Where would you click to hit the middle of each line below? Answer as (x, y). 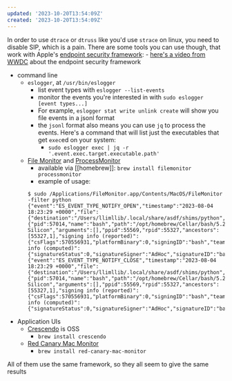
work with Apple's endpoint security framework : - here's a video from (106, 54)
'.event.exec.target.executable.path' (104, 154)
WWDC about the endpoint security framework (74, 61)
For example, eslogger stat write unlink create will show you (128, 110)
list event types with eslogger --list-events (101, 90)
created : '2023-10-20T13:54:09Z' (55, 20)
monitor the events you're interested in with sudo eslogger (120, 97)
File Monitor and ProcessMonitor (74, 160)
